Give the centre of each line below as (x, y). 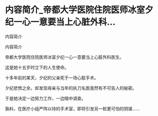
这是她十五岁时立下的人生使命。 (37, 67)
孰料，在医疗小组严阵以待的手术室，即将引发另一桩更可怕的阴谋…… (72, 108)
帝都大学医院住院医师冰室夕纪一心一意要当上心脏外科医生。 (64, 57)
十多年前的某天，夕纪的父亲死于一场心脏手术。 (52, 78)
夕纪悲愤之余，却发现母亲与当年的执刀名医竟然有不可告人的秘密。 (71, 88)
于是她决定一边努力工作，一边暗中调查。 (45, 98)
